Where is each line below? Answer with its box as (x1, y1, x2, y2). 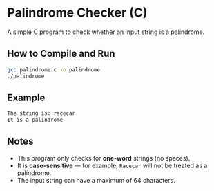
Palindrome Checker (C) (7, 5, 148, 21)
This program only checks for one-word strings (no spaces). (17, 154, 191, 162)
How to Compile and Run (7, 48, 115, 60)
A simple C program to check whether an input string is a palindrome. (7, 28, 205, 36)
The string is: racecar (7, 110, 76, 117)
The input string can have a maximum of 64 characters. (17, 176, 176, 184)
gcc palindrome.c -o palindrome (7, 66, 100, 73)
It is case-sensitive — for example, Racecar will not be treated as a (17, 161, 208, 170)
